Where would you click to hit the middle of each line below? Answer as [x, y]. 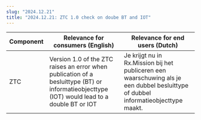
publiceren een [145, 70]
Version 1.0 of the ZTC [81, 59]
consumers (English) [84, 45]
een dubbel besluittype [156, 85]
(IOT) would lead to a [79, 97]
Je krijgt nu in [143, 55]
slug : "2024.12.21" [31, 12]
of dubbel [137, 92]
